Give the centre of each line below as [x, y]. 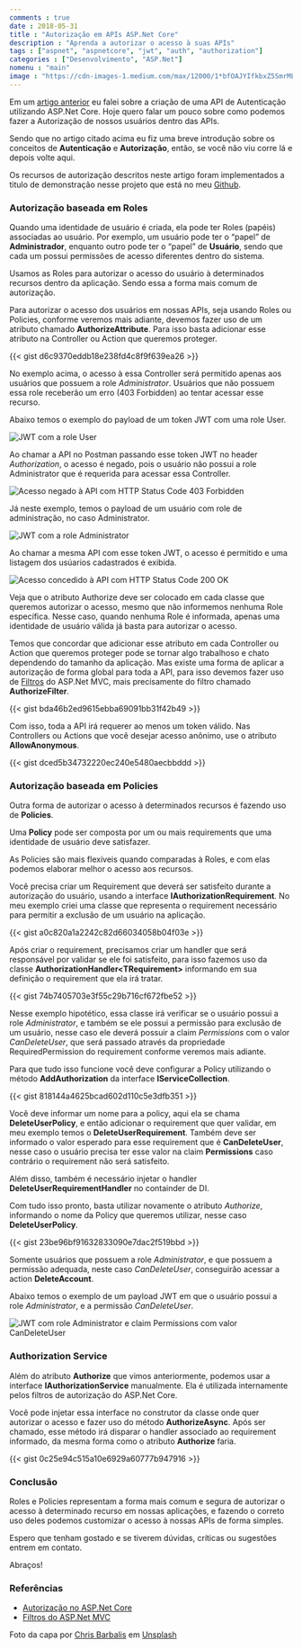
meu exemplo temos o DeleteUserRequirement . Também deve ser [133, 1133]
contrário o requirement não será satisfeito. [89, 1161]
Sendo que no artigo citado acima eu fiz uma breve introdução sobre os [142, 138]
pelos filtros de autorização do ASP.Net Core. [93, 1394]
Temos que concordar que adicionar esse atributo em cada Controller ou [144, 643]
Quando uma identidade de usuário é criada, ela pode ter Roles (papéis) [142, 228]
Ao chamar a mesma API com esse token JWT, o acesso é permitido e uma [148, 553]
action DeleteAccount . [52, 1279]
